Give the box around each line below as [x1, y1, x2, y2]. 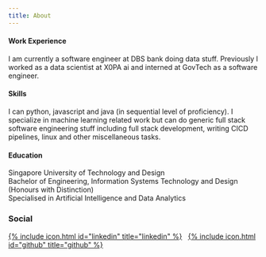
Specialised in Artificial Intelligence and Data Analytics [8, 193, 187, 203]
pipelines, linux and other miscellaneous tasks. [8, 132, 161, 142]
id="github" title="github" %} [8, 239, 103, 249]
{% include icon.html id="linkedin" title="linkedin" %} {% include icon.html [8, 232, 256, 241]
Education [8, 150, 43, 160]
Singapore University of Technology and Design [8, 168, 165, 177]
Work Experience [8, 37, 67, 46]
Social [8, 213, 33, 224]
